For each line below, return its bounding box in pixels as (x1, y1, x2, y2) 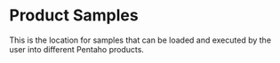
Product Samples (9, 5, 140, 26)
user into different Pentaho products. (9, 43, 145, 54)
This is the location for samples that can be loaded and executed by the (9, 35, 272, 45)
